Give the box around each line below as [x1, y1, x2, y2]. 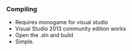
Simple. [15, 38, 35, 46]
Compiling [6, 5, 38, 13]
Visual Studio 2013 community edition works [15, 25, 126, 32]
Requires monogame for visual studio [15, 19, 108, 26]
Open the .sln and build [15, 32, 74, 39]
